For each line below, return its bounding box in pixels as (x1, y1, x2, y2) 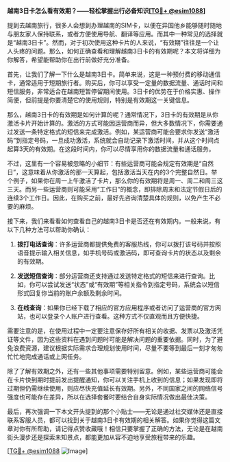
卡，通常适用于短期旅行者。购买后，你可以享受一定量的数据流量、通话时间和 (7, 79, 223, 86)
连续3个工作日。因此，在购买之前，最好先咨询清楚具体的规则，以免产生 (7, 194, 209, 202)
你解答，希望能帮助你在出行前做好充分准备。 (7, 56, 133, 64)
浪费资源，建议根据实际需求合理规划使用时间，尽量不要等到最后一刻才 (12, 344, 211, 352)
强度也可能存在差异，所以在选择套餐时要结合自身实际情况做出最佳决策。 (7, 393, 211, 401)
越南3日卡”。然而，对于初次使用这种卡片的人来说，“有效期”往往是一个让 (16, 38, 220, 47)
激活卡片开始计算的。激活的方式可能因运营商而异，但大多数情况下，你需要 (7, 119, 217, 127)
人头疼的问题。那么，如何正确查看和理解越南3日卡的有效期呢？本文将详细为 (7, 47, 221, 55)
